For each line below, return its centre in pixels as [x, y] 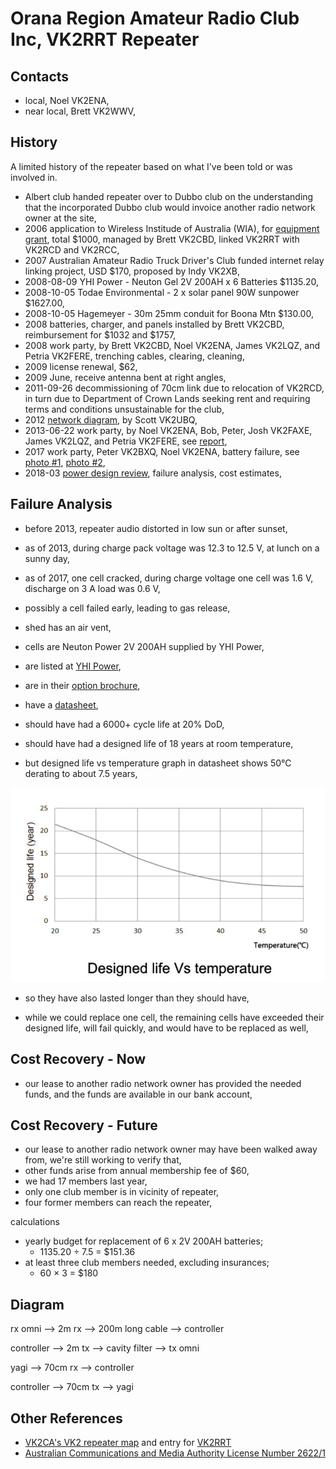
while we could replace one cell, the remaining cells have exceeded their [174, 1017]
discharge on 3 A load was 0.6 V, [92, 588]
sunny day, [47, 558]
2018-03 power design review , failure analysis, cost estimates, [153, 473]
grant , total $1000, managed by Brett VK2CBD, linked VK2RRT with [162, 239]
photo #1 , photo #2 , [65, 462]
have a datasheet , [61, 704]
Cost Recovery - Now [78, 1059]
